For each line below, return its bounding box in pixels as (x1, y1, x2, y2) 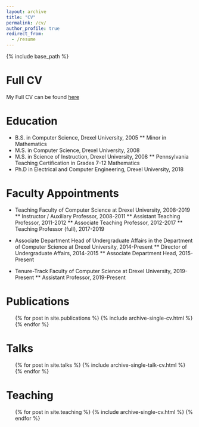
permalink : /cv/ (6, 20, 46, 26)
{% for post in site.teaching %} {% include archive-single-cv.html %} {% (14, 408, 194, 415)
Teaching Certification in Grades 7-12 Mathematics (14, 159, 140, 166)
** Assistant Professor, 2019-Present (35, 274, 126, 281)
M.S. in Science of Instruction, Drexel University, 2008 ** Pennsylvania (14, 153, 189, 160)
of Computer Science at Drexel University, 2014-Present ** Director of (14, 243, 188, 250)
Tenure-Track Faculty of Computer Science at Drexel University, (14, 267, 172, 274)
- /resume (11, 36, 36, 42)
